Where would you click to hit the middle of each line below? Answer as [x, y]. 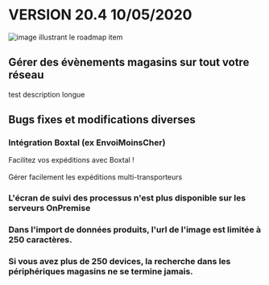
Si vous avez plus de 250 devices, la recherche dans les [120, 262]
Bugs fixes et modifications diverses [102, 120]
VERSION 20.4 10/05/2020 [100, 15]
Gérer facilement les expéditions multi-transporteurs [95, 177]
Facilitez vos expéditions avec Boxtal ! [71, 160]
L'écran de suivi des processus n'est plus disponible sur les [127, 198]
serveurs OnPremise [50, 209]
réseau [26, 75]
